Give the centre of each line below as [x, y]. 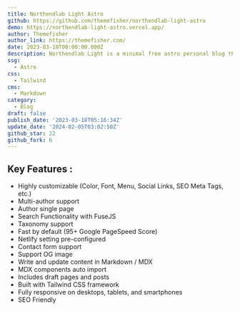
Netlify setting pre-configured [61, 239]
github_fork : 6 [30, 140]
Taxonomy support [45, 224]
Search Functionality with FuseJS [67, 216]
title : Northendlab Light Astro [55, 14]
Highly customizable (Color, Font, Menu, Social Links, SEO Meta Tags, [120, 186]
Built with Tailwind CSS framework [69, 285]
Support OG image [45, 255]
